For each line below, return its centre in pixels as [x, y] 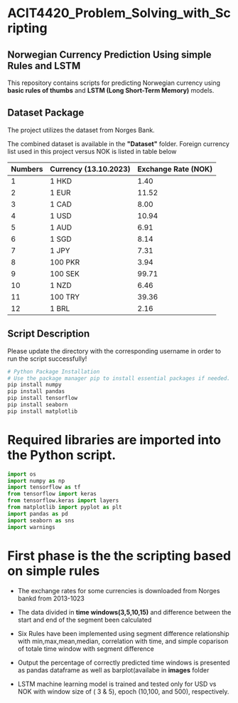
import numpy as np [36, 481]
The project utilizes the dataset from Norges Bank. [81, 130]
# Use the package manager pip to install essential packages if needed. [119, 378]
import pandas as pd [38, 514]
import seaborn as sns [41, 520]
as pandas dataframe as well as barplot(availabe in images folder [113, 670]
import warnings [31, 527]
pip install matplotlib [43, 411]
